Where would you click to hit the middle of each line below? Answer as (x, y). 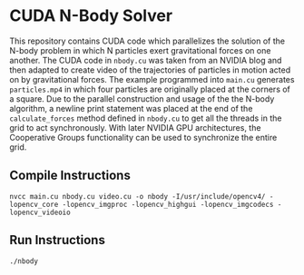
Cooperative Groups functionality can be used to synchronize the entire (143, 137)
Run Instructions (58, 240)
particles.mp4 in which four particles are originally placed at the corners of (150, 89)
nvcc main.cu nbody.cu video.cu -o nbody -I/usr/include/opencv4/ (137, 196)
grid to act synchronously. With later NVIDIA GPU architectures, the (135, 127)
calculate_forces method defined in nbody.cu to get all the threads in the (146, 118)
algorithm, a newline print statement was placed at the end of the (131, 108)
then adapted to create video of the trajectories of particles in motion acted (150, 70)
